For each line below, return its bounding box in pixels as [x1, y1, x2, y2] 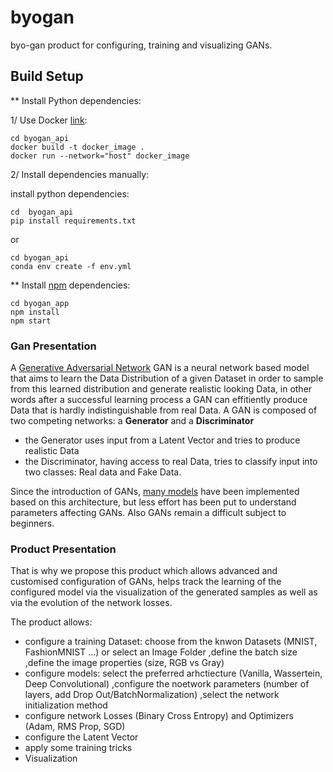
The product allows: [10, 616, 93, 628]
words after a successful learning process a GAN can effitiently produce [10, 394, 308, 406]
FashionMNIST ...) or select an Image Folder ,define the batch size [24, 646, 298, 658]
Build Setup [10, 68, 84, 85]
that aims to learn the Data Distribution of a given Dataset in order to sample [10, 372, 324, 385]
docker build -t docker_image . [10, 142, 145, 152]
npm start [10, 316, 52, 326]
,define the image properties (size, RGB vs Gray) [24, 657, 225, 669]
